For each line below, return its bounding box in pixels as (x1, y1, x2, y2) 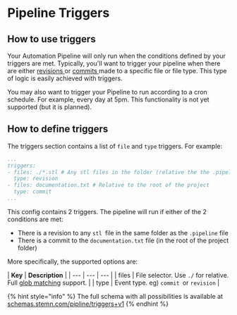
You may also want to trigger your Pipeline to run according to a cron (7, 88, 208, 96)
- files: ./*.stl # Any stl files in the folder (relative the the (7, 168, 210, 175)
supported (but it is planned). (7, 103, 92, 111)
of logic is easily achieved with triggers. (7, 74, 123, 82)
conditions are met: (7, 215, 63, 223)
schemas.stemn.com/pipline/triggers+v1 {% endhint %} (7, 299, 169, 308)
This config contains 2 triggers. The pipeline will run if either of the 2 (7, 207, 207, 216)
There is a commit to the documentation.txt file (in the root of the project (17, 236, 229, 245)
